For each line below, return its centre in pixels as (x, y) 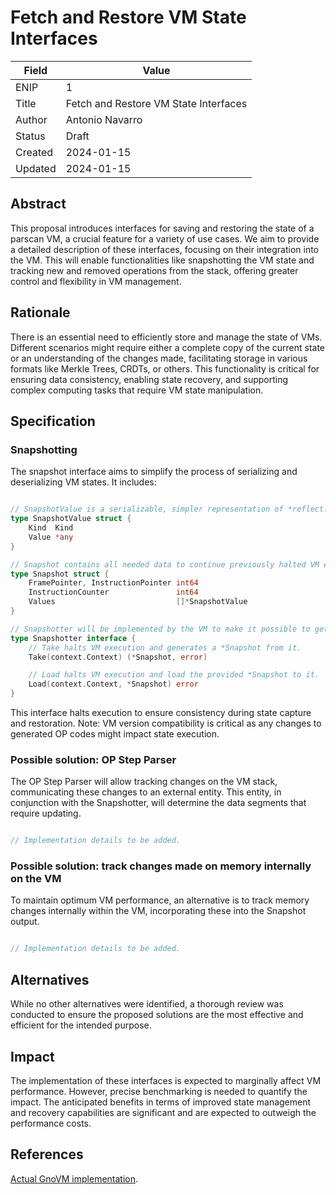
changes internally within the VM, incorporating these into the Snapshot (158, 911)
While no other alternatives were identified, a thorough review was (147, 1004)
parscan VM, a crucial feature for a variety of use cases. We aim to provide (165, 238)
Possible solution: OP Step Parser (93, 759)
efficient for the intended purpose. (81, 1025)
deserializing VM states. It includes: (83, 482)
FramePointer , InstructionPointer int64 (113, 583)
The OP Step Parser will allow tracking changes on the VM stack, (144, 782)
